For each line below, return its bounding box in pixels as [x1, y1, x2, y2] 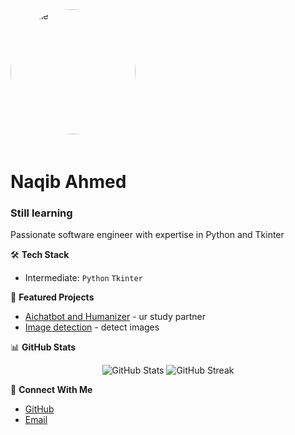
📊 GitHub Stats [10, 341, 77, 353]
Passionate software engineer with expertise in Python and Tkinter [10, 229, 285, 241]
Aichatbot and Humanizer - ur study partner [24, 311, 207, 323]
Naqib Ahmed [10, 171, 127, 193]
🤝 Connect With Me [10, 384, 93, 396]
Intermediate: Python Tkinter [24, 272, 143, 284]
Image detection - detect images [24, 321, 160, 333]
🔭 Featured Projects [10, 291, 95, 303]
